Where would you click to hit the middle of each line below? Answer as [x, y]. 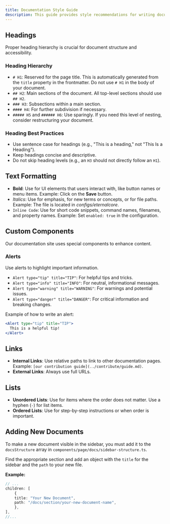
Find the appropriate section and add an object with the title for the [77, 459]
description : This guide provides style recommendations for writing [80, 15]
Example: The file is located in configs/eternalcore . [66, 204]
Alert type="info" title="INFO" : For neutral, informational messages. [86, 283]
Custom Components [40, 231]
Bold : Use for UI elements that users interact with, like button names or [87, 189]
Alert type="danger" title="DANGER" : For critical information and [80, 299]
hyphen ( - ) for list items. [38, 405]
